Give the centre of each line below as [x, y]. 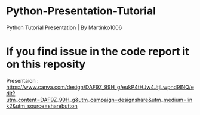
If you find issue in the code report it [98, 52]
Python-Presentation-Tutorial [81, 11]
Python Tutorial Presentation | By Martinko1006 [64, 27]
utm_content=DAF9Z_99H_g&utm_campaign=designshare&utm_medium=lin [99, 100]
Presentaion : [22, 80]
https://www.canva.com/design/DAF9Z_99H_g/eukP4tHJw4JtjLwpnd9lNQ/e [100, 87]
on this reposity [46, 64]
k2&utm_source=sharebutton [42, 106]
